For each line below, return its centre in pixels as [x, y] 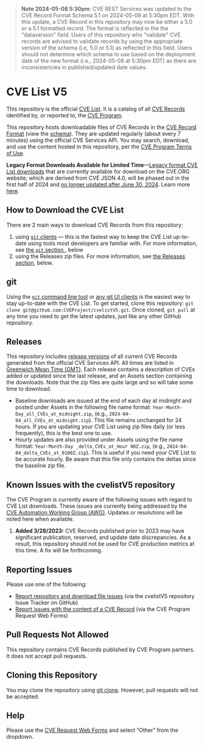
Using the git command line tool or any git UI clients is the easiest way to [98, 296]
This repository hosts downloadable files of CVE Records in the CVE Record [101, 127]
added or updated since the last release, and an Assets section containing [99, 376]
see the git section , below [49, 249]
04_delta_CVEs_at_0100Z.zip [51, 453]
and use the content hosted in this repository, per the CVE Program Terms [99, 147]
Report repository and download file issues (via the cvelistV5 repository [105, 596]
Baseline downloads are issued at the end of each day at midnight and [103, 401]
